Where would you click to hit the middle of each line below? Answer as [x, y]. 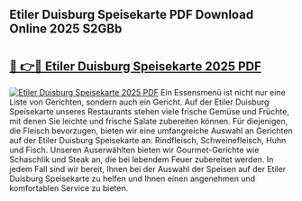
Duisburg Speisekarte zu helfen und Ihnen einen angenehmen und [133, 178]
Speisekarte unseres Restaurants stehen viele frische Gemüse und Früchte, [150, 111]
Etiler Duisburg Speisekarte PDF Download [132, 15]
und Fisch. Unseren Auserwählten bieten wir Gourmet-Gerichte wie [134, 150]
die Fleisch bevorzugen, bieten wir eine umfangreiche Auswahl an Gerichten [151, 131]
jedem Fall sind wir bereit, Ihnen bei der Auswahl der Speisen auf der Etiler [148, 169]
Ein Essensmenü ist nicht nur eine [223, 92]
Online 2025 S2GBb [66, 29]
